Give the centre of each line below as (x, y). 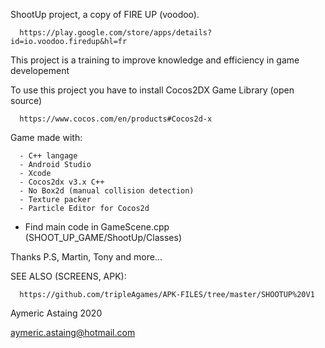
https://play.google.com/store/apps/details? (116, 33)
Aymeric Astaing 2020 (56, 313)
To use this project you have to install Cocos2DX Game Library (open (152, 90)
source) (26, 100)
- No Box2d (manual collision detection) (107, 191)
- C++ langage (48, 156)
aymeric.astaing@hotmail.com (73, 332)
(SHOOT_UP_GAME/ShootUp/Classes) (103, 237)
